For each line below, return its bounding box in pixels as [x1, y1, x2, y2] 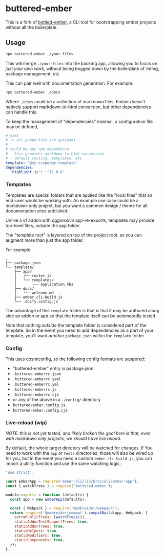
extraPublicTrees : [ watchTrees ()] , [14, 515, 87, 520]
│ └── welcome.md [14, 290, 54, 295]
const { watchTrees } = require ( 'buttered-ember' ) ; [5, 484, 113, 488]
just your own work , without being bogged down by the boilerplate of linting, [5, 66, 159, 71]
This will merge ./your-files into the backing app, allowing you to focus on [5, 60, 158, 66]
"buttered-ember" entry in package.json [12, 365, 94, 371]
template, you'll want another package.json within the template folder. [5, 332, 145, 338]
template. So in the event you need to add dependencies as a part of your [5, 327, 154, 333]
